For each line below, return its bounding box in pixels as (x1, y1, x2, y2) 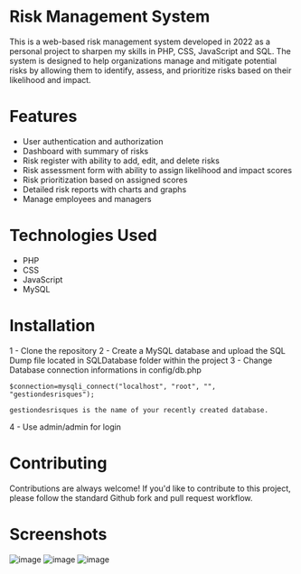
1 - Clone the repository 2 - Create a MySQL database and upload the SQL (9, 345, 287, 356)
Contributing (9, 453, 108, 473)
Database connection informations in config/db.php (9, 364, 202, 375)
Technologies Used (9, 226, 158, 245)
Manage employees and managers (22, 193, 152, 204)
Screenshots (9, 523, 108, 544)
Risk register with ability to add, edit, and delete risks (22, 155, 220, 166)
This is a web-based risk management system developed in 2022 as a (9, 36, 271, 47)
